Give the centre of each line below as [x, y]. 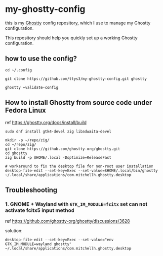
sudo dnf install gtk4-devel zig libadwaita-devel [58, 131]
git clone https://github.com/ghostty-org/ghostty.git [63, 149]
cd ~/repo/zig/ [21, 144]
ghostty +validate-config [32, 87]
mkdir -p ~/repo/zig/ [27, 140]
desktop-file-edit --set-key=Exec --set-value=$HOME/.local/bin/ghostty [81, 170]
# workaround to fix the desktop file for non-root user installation [79, 166]
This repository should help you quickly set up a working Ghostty [71, 38]
